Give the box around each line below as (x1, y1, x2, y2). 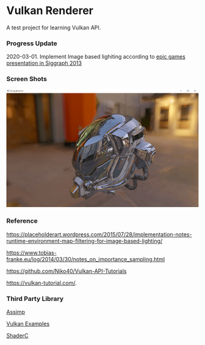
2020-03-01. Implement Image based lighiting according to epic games (6, 53, 186, 60)
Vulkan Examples (6, 320, 50, 327)
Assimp (6, 308, 26, 315)
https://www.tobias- (6, 249, 57, 256)
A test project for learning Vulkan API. (6, 24, 101, 31)
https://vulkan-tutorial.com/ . (6, 279, 77, 286)
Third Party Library (6, 294, 64, 303)
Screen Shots (6, 74, 48, 83)
